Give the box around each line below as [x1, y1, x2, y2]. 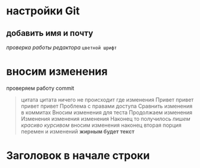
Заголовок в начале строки [6, 149, 150, 163]
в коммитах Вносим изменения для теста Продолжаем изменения [20, 109, 193, 116]
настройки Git [6, 4, 80, 18]
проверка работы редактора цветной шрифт [6, 44, 117, 51]
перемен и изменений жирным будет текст [20, 127, 135, 135]
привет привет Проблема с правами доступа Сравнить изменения [20, 102, 193, 109]
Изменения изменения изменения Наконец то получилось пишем [20, 115, 190, 122]
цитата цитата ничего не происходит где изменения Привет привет [20, 96, 194, 103]
